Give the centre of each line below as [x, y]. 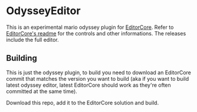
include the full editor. [32, 39]
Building [22, 58]
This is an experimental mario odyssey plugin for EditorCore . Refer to [90, 27]
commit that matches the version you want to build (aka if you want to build [98, 78]
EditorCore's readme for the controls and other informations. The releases [96, 33]
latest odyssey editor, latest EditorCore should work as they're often [88, 85]
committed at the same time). [42, 91]
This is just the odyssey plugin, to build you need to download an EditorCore [99, 73]
